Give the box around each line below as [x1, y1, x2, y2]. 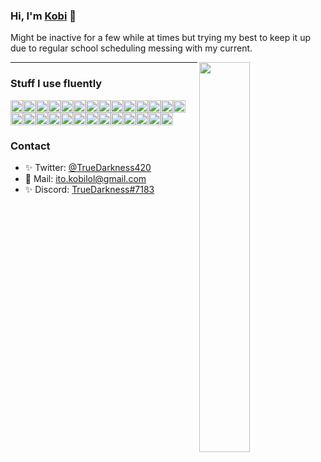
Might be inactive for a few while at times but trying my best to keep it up [10, 32, 311, 44]
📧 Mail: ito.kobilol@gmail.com [24, 172, 147, 184]
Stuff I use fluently [10, 77, 103, 91]
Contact [10, 139, 51, 153]
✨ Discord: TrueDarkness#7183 [24, 183, 155, 195]
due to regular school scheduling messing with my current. [10, 42, 253, 54]
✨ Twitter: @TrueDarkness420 [24, 161, 152, 173]
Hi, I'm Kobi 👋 [10, 9, 77, 23]
